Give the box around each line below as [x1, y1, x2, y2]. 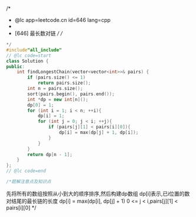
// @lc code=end [6, 168, 46, 174]
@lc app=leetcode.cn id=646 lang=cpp [14, 17, 111, 23]
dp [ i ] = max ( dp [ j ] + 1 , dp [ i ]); [58, 129, 139, 135]
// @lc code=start [6, 53, 51, 59]
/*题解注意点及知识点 [6, 179, 51, 184]
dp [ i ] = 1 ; [37, 113, 65, 119]
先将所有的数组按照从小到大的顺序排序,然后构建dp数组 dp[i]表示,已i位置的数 [6, 190, 190, 197]
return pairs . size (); [37, 80, 92, 86]
